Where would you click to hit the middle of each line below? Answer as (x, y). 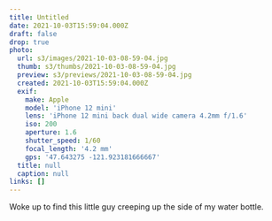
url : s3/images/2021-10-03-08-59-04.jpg (93, 58)
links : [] (27, 182)
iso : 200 (41, 125)
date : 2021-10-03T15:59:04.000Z (69, 26)
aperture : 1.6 (51, 133)
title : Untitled (39, 17)
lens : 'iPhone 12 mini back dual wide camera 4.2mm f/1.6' (136, 116)
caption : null (43, 173)
